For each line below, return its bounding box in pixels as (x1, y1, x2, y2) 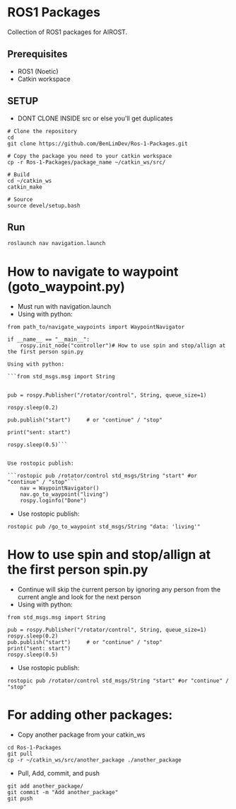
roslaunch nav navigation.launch (7, 240, 106, 247)
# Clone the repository (7, 128, 78, 135)
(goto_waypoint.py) (7, 279, 126, 295)
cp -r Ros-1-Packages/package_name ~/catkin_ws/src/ (7, 159, 166, 166)
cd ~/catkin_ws (7, 177, 52, 184)
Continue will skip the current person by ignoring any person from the (17, 585, 221, 594)
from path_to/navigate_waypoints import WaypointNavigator (7, 324, 185, 331)
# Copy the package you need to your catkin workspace (7, 152, 172, 159)
